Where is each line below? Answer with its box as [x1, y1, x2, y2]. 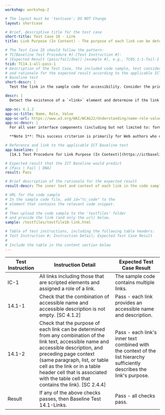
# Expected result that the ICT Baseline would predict [5, 161, 122, 166]
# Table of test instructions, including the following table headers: [5, 229, 155, 234]
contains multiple [115, 279, 155, 286]
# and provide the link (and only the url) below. [5, 215, 111, 220]
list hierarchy [115, 353, 145, 360]
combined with [115, 341, 150, 348]
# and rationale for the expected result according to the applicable [5, 70, 153, 75]
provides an [115, 299, 142, 306]
